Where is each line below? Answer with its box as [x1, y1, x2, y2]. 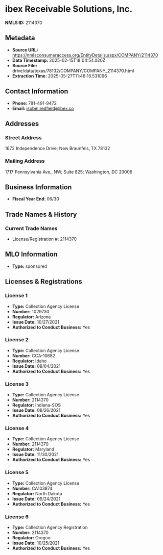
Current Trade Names [5, 225, 58, 231]
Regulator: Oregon [12, 535, 50, 541]
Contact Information [5, 87, 69, 96]
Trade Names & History [5, 210, 77, 219]
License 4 [5, 425, 29, 432]
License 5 [5, 469, 29, 476]
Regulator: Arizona [12, 314, 51, 320]
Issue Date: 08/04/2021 [12, 363, 61, 369]
